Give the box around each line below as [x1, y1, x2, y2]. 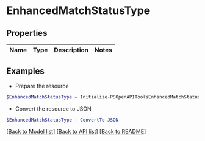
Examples [6, 66, 45, 77]
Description [54, 46, 88, 54]
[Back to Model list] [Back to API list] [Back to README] [6, 128, 146, 135]
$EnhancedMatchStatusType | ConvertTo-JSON [6, 117, 119, 123]
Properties [6, 28, 48, 38]
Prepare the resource [15, 82, 69, 89]
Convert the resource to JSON [15, 105, 92, 112]
